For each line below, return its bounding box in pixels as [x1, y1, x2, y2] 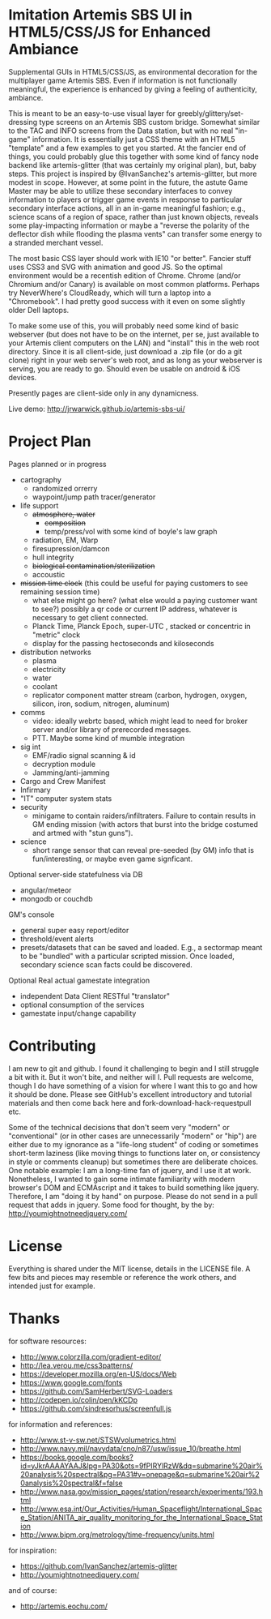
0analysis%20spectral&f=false [19, 1478, 123, 1488]
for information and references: [8, 1419, 113, 1428]
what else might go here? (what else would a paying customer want [32, 595, 258, 605]
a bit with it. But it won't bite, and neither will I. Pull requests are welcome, [8, 1072, 254, 1081]
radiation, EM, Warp [32, 535, 99, 545]
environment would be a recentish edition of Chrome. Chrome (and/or [8, 270, 241, 281]
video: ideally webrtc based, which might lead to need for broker [32, 716, 248, 726]
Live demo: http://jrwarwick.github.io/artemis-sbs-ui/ [8, 404, 186, 413]
